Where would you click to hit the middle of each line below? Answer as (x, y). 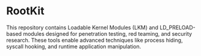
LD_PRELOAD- (177, 27)
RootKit (25, 11)
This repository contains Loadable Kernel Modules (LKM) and (82, 27)
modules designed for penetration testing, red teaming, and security (108, 33)
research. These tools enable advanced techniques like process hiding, (94, 40)
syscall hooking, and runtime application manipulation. (74, 46)
